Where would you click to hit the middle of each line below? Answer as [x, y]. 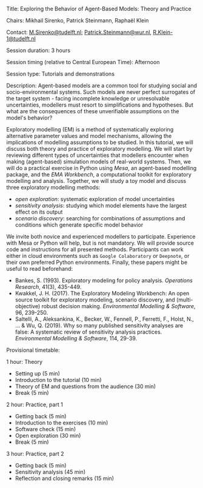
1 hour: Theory [25, 362]
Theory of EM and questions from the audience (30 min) [85, 386]
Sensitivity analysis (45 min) [50, 472]
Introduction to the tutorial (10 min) [58, 380]
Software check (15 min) [45, 429]
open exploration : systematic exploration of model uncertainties [95, 199]
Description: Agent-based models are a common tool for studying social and [102, 85]
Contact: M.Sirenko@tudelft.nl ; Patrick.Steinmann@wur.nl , [79, 32]
